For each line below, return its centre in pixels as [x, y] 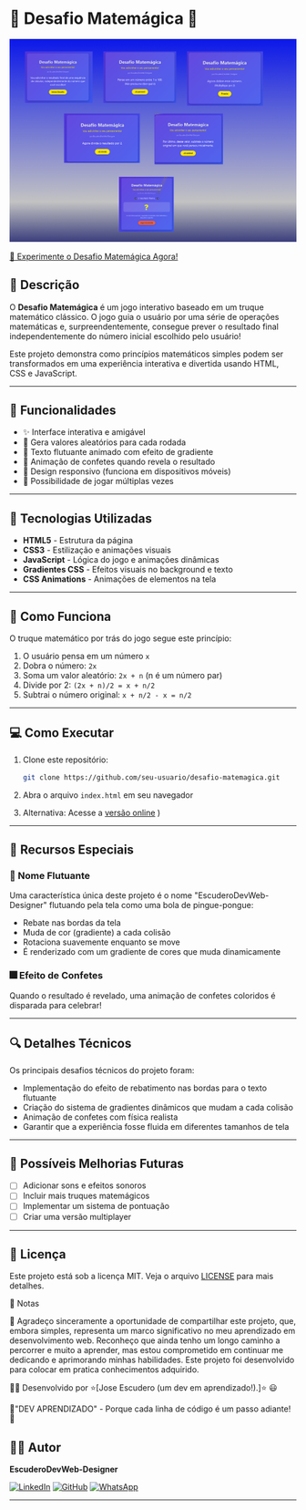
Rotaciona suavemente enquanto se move [101, 942]
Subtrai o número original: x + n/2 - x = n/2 [107, 695]
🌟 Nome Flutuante [50, 876]
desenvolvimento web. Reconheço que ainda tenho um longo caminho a [145, 1340]
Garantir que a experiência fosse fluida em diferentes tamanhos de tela [156, 1126]
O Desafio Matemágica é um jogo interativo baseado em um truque [137, 307]
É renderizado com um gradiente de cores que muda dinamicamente [151, 952]
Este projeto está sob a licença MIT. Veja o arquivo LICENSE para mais [142, 1277]
